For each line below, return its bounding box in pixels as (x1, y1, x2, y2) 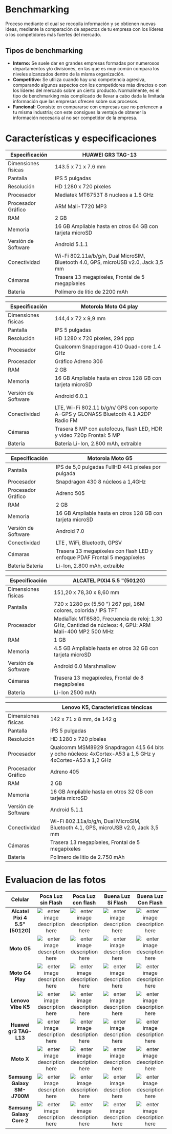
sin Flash (40, 899, 63, 906)
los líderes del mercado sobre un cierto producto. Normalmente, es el (12, 87, 160, 93)
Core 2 (11, 1117, 29, 1124)
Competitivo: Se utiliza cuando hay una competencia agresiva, (12, 76, 146, 83)
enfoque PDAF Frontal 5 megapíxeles (55, 553, 145, 561)
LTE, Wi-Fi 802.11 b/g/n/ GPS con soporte (54, 404, 158, 411)
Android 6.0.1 (54, 392, 88, 399)
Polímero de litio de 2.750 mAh (50, 853, 125, 860)
